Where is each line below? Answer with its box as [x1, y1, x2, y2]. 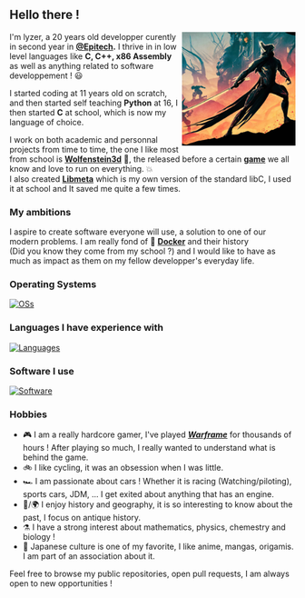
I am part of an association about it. [22, 551, 156, 562]
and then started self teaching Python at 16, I [9, 97, 179, 108]
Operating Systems [9, 278, 97, 291]
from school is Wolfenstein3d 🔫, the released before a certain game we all [9, 154, 290, 164]
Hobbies [9, 408, 48, 421]
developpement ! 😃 [9, 70, 84, 81]
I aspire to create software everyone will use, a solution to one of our [9, 226, 266, 237]
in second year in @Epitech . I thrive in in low [9, 41, 177, 52]
